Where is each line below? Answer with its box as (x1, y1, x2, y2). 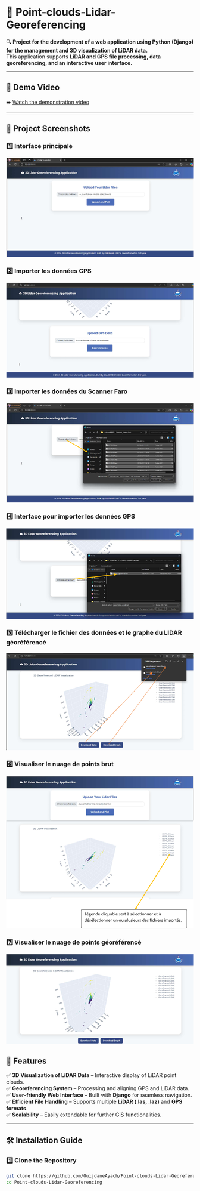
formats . (6, 1105, 28, 1112)
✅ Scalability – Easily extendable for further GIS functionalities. (6, 1111, 162, 1118)
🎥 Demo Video (6, 82, 60, 92)
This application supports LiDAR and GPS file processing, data (6, 53, 161, 60)
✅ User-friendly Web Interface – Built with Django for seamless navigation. (6, 1091, 192, 1099)
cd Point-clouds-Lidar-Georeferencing (6, 1179, 102, 1185)
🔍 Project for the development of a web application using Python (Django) (6, 38, 194, 45)
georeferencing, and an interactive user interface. (6, 59, 133, 66)
